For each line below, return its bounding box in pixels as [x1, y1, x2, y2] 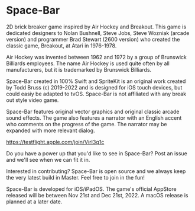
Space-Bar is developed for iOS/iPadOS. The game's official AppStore [6, 185, 177, 193]
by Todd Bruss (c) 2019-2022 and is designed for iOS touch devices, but [6, 84, 183, 91]
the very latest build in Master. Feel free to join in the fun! [6, 174, 145, 181]
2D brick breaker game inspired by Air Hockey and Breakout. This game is [6, 23, 187, 30]
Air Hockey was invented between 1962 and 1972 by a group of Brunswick [6, 53, 187, 60]
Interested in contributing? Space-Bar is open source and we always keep [6, 167, 186, 175]
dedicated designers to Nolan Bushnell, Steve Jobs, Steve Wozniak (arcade [6, 29, 190, 36]
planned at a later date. [6, 198, 63, 205]
